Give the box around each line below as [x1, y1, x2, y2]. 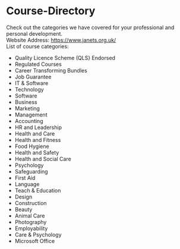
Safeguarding [14, 168, 49, 175]
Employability [14, 225, 48, 232]
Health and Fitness [14, 136, 61, 143]
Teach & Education [14, 187, 61, 194]
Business [14, 98, 37, 105]
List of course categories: [6, 43, 70, 50]
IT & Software [14, 79, 49, 87]
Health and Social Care [14, 155, 71, 162]
